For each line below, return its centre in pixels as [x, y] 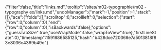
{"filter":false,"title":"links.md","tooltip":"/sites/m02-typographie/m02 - [76, 7]
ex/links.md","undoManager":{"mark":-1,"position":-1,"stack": [90, 12]
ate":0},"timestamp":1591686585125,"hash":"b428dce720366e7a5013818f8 [81, 37]
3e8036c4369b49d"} [27, 43]
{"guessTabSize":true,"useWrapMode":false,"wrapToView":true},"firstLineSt [81, 32]
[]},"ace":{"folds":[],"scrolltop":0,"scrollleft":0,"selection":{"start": [70, 17]
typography [17, 12]
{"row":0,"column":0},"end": [33, 22]
